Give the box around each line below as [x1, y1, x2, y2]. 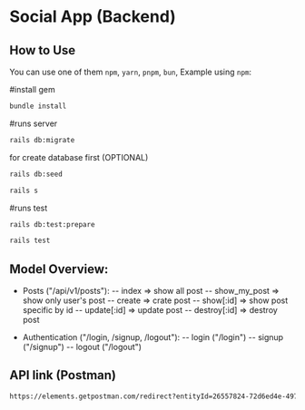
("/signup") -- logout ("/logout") [22, 342, 143, 353]
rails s [9, 186, 39, 195]
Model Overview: [9, 261, 109, 277]
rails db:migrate [9, 135, 75, 144]
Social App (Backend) [9, 6, 177, 27]
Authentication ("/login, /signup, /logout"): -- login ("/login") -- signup [22, 332, 284, 343]
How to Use [9, 43, 76, 58]
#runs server [9, 118, 58, 129]
